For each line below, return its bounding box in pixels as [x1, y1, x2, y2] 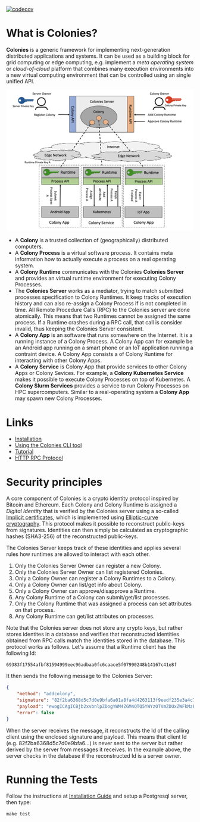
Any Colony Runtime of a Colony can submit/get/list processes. [14, 594, 171, 601]
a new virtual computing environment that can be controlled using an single [6, 71, 192, 79]
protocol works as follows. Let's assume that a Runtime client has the [6, 643, 176, 651]
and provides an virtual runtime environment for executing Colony [14, 274, 177, 282]
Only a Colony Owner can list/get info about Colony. [14, 581, 143, 589]
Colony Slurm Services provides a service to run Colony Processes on [14, 382, 189, 389]
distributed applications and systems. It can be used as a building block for [6, 52, 190, 60]
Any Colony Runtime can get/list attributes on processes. [14, 613, 155, 620]
